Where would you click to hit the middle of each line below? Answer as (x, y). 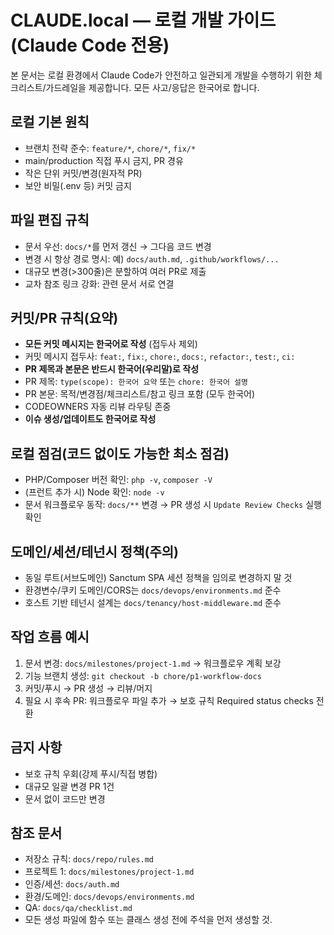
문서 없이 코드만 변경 (65, 798)
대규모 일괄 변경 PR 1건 (69, 786)
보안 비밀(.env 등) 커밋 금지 (78, 185)
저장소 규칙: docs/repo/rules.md (89, 859)
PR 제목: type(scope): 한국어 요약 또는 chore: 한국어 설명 (136, 382)
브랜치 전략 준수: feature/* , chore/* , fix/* (110, 148)
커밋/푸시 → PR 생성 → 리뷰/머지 (88, 688)
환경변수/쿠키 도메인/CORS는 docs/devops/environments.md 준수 (153, 590)
